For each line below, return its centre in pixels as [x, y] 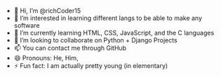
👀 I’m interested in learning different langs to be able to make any [108, 18]
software [27, 25]
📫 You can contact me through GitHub [70, 48]
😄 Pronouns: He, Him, [46, 58]
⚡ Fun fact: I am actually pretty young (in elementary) [91, 66]
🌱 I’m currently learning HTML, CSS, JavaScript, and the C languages [114, 33]
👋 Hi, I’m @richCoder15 [47, 11]
